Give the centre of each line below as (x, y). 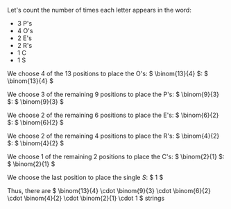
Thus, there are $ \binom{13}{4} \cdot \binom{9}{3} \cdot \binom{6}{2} (109, 191)
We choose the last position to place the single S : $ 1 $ (85, 177)
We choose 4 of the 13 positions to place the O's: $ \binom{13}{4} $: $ (108, 73)
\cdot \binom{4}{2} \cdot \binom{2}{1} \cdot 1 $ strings (86, 198)
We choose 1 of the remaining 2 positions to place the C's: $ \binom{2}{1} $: (116, 156)
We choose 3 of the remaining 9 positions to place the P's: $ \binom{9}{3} (113, 94)
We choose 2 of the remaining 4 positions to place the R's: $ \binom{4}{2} (113, 136)
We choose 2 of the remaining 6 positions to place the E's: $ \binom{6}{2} (113, 115)
